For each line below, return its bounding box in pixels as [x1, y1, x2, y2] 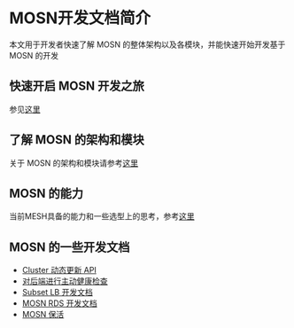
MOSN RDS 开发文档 [21, 298, 97, 308]
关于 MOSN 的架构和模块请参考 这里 [9, 157, 139, 168]
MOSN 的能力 [9, 185, 84, 200]
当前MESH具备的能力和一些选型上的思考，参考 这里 [9, 211, 195, 222]
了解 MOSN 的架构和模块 [9, 132, 144, 147]
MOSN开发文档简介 [9, 8, 151, 28]
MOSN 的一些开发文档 [9, 239, 130, 254]
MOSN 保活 [21, 309, 65, 320]
